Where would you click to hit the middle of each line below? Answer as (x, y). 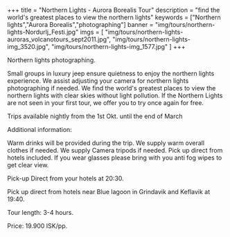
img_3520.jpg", (28, 47)
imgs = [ (92, 32)
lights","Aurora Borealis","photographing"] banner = (80, 25)
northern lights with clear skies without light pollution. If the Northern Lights (115, 95)
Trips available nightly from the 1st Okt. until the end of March (95, 116)
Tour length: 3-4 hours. (41, 212)
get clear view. (28, 165)
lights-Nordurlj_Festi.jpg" (43, 32)
